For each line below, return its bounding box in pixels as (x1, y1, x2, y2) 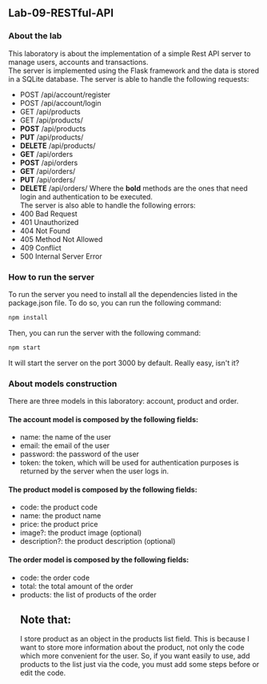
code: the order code (19, 573, 90, 582)
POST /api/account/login (19, 98, 102, 107)
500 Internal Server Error (19, 251, 102, 261)
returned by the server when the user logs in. (19, 466, 169, 476)
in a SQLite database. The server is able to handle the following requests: (8, 74, 249, 83)
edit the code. (19, 668, 66, 678)
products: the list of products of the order (19, 589, 157, 599)
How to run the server (8, 272, 95, 283)
